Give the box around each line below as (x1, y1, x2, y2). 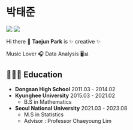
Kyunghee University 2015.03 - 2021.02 (14, 92, 116, 99)
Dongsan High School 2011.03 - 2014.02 (14, 85, 116, 92)
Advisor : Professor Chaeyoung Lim (23, 117, 112, 124)
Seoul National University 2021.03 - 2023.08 (14, 104, 128, 112)
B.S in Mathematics (23, 98, 72, 105)
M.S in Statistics (23, 111, 64, 118)
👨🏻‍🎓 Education (6, 70, 63, 80)
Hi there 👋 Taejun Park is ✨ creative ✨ (6, 38, 101, 45)
